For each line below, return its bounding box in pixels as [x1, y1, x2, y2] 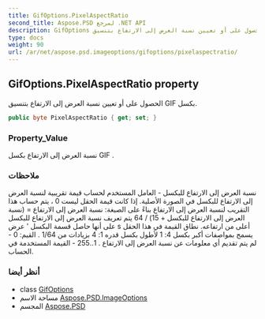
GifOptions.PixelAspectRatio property [8, 77, 200, 91]
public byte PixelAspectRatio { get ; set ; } [8, 114, 157, 122]
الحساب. [8, 246, 34, 257]
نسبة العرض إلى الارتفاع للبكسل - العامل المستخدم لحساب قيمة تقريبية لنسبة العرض [8, 188, 257, 197]
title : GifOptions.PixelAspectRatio [8, 11, 129, 20]
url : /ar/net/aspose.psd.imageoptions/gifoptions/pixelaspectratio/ [8, 48, 238, 56]
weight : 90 [8, 41, 44, 49]
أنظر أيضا [8, 266, 40, 277]
